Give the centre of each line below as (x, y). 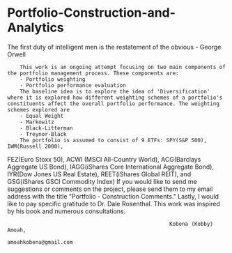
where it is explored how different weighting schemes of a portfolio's (115, 98)
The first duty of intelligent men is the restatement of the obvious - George (114, 47)
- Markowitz (37, 122)
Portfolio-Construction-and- (92, 13)
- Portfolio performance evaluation (73, 85)
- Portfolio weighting (53, 79)
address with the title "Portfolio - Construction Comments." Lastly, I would (113, 196)
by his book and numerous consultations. (67, 211)
